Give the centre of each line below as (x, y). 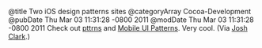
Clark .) (19, 36)
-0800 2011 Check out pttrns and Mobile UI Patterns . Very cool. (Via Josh (128, 28)
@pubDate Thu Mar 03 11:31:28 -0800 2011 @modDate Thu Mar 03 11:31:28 (131, 20)
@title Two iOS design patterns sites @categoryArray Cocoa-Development (130, 11)
